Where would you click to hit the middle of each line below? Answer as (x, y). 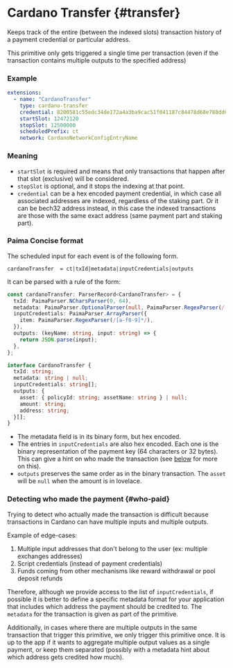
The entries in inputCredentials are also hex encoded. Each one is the (118, 444)
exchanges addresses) (50, 556)
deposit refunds (40, 578)
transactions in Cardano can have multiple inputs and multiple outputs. (108, 522)
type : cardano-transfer (54, 106)
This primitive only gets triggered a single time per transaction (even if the (113, 53)
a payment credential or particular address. (69, 39)
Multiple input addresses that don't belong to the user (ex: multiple (112, 548)
